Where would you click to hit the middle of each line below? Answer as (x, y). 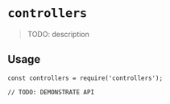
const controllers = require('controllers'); (85, 78)
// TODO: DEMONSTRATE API (51, 92)
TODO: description (58, 34)
